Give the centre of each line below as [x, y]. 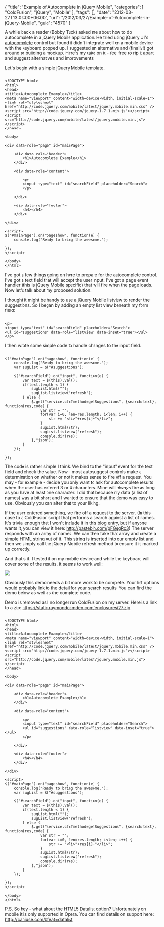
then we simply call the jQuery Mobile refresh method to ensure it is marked [82, 544]
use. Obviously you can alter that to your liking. [53, 503]
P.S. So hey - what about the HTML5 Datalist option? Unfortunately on [76, 909]
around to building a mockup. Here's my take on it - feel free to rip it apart [80, 53]
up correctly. [18, 549]
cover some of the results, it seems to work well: [54, 564]
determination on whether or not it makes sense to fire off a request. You [78, 477]
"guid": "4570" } [54, 23]
